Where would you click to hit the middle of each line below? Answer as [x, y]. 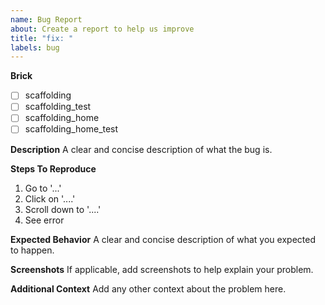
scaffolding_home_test [71, 129]
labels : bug [35, 47]
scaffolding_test [58, 107]
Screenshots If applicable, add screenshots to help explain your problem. [162, 269]
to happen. [32, 250]
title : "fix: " [42, 38]
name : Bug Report [46, 19]
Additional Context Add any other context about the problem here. [148, 288]
